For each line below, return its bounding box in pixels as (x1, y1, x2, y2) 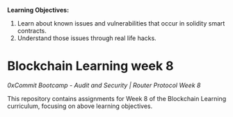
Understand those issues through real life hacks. (17, 34, 156, 42)
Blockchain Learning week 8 (7, 58, 174, 74)
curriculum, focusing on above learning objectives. (7, 102, 153, 110)
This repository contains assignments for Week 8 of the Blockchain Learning (7, 94, 227, 102)
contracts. (17, 27, 47, 35)
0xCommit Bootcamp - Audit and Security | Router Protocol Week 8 (7, 81, 201, 89)
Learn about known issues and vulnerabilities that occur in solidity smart (17, 19, 225, 27)
